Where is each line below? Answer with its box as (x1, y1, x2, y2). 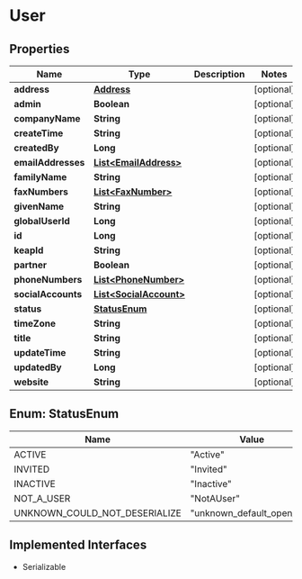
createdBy (13, 141, 60, 154)
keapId (13, 244, 44, 257)
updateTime (13, 347, 67, 358)
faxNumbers (13, 185, 69, 198)
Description (193, 68, 245, 80)
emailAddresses (13, 157, 85, 168)
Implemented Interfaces (9, 538, 147, 553)
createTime (13, 127, 64, 140)
